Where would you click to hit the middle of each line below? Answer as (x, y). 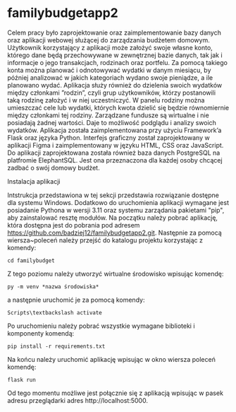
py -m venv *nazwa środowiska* (53, 287)
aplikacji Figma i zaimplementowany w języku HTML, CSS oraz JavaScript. (116, 145)
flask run (22, 379)
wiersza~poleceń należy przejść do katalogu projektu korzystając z (105, 240)
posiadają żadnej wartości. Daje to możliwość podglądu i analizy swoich (112, 122)
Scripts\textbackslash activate (55, 312)
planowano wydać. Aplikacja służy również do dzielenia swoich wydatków (115, 85)
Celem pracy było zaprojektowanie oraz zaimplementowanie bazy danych (114, 33)
